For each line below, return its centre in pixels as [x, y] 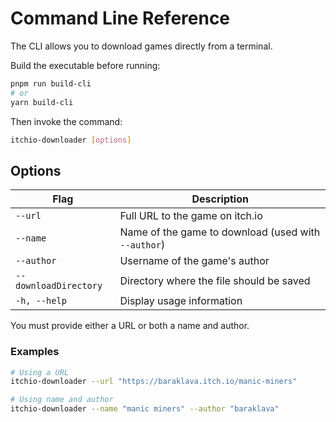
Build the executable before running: [85, 65]
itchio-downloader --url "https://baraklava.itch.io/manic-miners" [154, 382]
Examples [35, 352]
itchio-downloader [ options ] [71, 140]
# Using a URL [40, 372]
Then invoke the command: [66, 121]
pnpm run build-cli [51, 83]
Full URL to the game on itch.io [191, 216]
